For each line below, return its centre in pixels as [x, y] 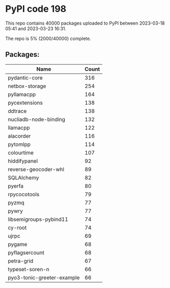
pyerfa [16, 186]
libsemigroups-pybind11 [38, 219]
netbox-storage [27, 86]
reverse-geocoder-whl [36, 169]
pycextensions [25, 102]
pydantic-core [25, 77]
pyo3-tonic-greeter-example [44, 277]
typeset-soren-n [29, 269]
